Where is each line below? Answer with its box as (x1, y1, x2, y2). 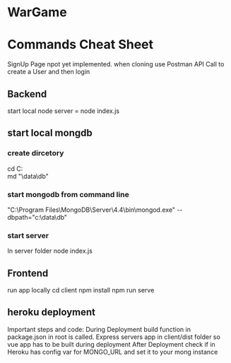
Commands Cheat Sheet (7, 37, 154, 53)
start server (7, 230, 49, 240)
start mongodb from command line (7, 189, 129, 199)
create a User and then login (7, 68, 90, 76)
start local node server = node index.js (7, 107, 120, 115)
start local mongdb (7, 127, 93, 139)
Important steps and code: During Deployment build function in (7, 325, 191, 333)
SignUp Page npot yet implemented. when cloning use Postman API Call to (7, 60, 225, 69)
